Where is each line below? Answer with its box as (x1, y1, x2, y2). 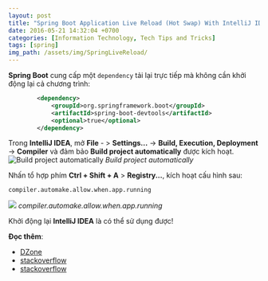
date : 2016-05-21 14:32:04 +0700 (8, 26, 120, 34)
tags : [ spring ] (8, 41, 59, 49)
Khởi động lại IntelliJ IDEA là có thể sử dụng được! (8, 217, 174, 226)
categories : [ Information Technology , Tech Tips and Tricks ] (8, 33, 216, 42)
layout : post (8, 11, 52, 20)
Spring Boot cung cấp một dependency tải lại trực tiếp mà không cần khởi (8, 71, 246, 80)
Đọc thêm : (8, 232, 44, 241)
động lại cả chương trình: (8, 79, 90, 88)
